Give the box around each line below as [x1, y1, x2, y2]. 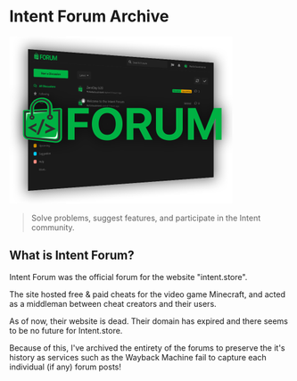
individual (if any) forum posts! [9, 361, 122, 372]
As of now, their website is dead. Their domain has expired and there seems [9, 315, 288, 327]
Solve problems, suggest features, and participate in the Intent [30, 212, 261, 223]
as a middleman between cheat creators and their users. [9, 298, 217, 309]
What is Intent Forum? [9, 248, 135, 263]
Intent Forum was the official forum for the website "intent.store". [9, 271, 248, 282]
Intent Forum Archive [9, 6, 169, 27]
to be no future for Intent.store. [9, 325, 123, 335]
